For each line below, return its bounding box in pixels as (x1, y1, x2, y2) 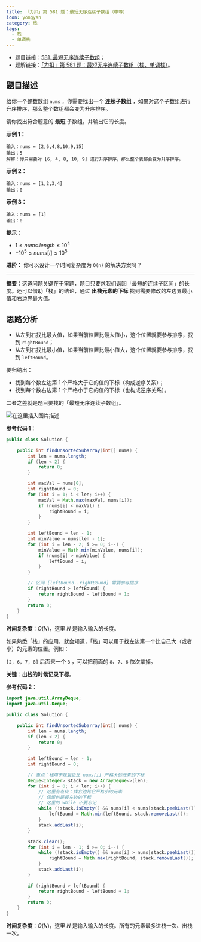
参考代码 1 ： (6, 425, 36, 432)
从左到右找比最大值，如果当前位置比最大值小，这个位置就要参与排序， (14, 331, 188, 338)
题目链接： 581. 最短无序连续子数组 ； (14, 54, 106, 60)
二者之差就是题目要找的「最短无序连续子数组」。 (6, 399, 124, 406)
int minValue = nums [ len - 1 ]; (28, 536, 106, 542)
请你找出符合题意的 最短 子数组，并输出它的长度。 (6, 117, 130, 125)
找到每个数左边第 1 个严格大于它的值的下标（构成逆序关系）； (14, 378, 165, 386)
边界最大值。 (22, 295, 54, 302)
